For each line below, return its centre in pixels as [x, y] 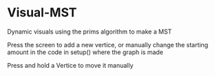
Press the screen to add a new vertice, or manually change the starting [108, 45]
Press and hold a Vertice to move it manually [70, 65]
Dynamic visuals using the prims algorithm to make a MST [90, 31]
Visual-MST [42, 13]
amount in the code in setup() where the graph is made [85, 52]
